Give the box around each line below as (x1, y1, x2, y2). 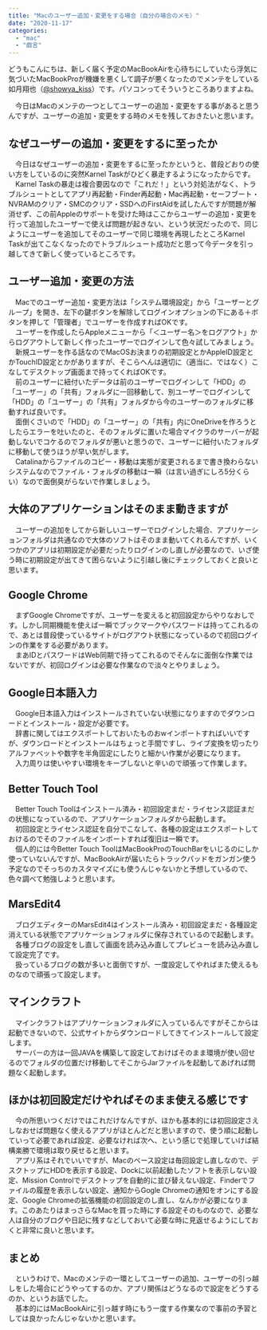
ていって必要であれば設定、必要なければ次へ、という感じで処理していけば (8, 1135, 253, 1145)
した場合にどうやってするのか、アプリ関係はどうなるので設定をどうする (22, 1284, 260, 1293)
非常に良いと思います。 (22, 1226, 99, 1235)
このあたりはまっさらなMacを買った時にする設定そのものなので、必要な (21, 1206, 259, 1215)
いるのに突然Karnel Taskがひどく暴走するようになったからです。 (42, 169, 255, 179)
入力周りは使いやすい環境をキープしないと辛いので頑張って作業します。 (14, 758, 252, 768)
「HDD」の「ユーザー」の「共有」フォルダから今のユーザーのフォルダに (8, 396, 247, 407)
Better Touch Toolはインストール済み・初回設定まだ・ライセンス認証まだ (14, 805, 255, 813)
